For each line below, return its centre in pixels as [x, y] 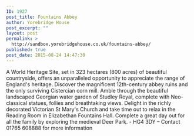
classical [17, 103]
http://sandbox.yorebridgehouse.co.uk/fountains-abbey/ [81, 45]
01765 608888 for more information [49, 128]
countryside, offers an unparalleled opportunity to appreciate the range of [96, 78]
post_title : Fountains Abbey [42, 17]
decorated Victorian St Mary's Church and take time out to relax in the [91, 109]
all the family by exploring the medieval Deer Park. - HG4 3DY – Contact [93, 121]
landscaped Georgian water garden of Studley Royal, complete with [88, 97]
